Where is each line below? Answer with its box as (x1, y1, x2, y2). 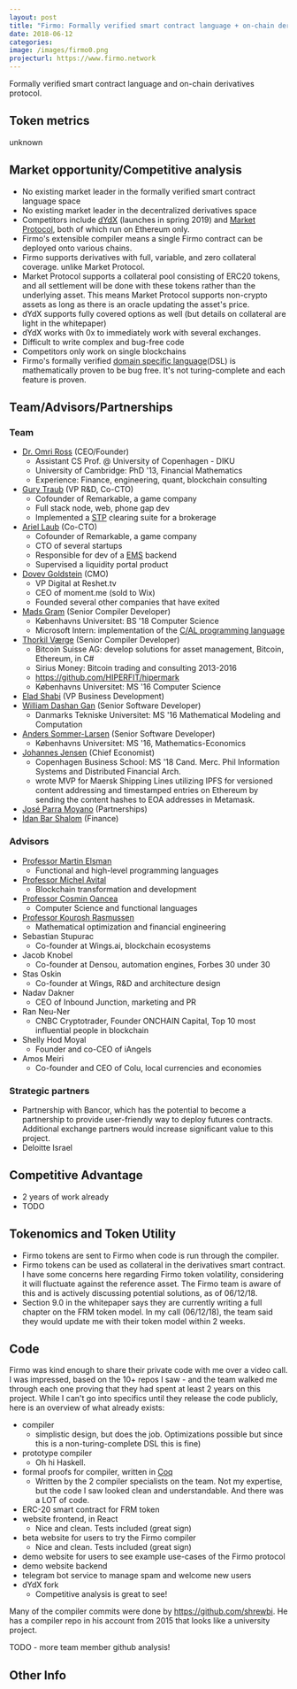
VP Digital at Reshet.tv (34, 578, 117, 589)
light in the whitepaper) (21, 318, 107, 328)
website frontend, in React (21, 1514, 118, 1524)
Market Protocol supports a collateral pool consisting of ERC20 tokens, (21, 271, 280, 281)
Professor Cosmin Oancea (21, 893, 118, 904)
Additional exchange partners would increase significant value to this (21, 1123, 274, 1134)
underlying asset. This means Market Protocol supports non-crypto (21, 289, 268, 300)
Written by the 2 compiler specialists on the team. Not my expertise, (34, 1476, 283, 1487)
